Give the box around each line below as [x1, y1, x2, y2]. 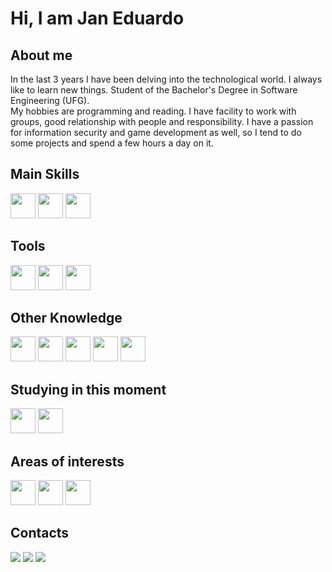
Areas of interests [10, 453, 125, 470]
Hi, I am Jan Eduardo [10, 7, 185, 30]
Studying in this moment [10, 381, 167, 398]
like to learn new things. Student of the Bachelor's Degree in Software [10, 84, 298, 96]
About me [10, 47, 73, 64]
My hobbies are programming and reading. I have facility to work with [10, 105, 297, 117]
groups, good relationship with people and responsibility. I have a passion [10, 116, 314, 127]
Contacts [10, 525, 70, 542]
